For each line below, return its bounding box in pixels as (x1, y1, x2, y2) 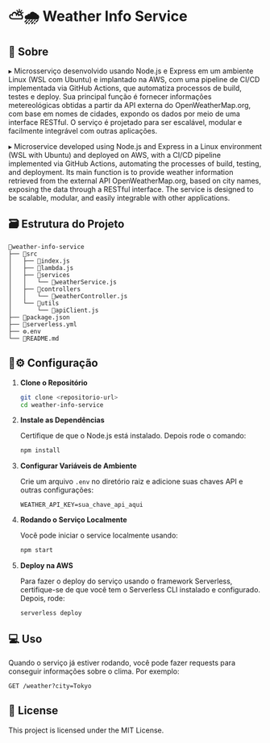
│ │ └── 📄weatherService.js (8, 278, 117, 286)
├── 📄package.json (8, 313, 70, 322)
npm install (19, 446, 60, 455)
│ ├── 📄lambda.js (8, 264, 74, 272)
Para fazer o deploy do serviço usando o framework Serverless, (19, 576, 233, 586)
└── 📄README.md (8, 334, 60, 342)
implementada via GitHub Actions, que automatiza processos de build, (8, 83, 242, 93)
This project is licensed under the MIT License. (8, 725, 164, 735)
